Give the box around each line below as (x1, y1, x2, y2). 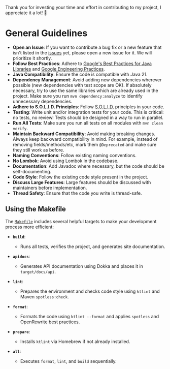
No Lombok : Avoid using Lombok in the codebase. (12, 158, 119, 164)
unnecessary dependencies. (12, 98, 73, 104)
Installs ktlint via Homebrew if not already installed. (20, 338, 130, 345)
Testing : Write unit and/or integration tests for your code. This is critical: (12, 109, 164, 115)
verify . (12, 125, 28, 131)
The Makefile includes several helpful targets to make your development (5, 218, 157, 224)
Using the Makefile (5, 205, 66, 213)
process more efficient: (5, 224, 54, 230)
